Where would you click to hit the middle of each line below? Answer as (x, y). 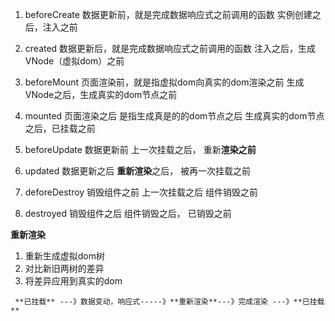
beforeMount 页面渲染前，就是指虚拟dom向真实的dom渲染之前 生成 (164, 82)
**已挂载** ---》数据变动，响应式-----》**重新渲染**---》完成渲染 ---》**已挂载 (169, 302)
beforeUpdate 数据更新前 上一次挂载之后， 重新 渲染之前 (140, 149)
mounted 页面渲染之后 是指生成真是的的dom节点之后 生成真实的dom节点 (174, 116)
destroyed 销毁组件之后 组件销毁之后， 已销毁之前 (128, 213)
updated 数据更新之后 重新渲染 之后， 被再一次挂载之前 (138, 171)
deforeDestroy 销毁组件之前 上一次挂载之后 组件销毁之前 (141, 192)
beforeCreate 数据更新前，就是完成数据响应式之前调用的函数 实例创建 (168, 14)
